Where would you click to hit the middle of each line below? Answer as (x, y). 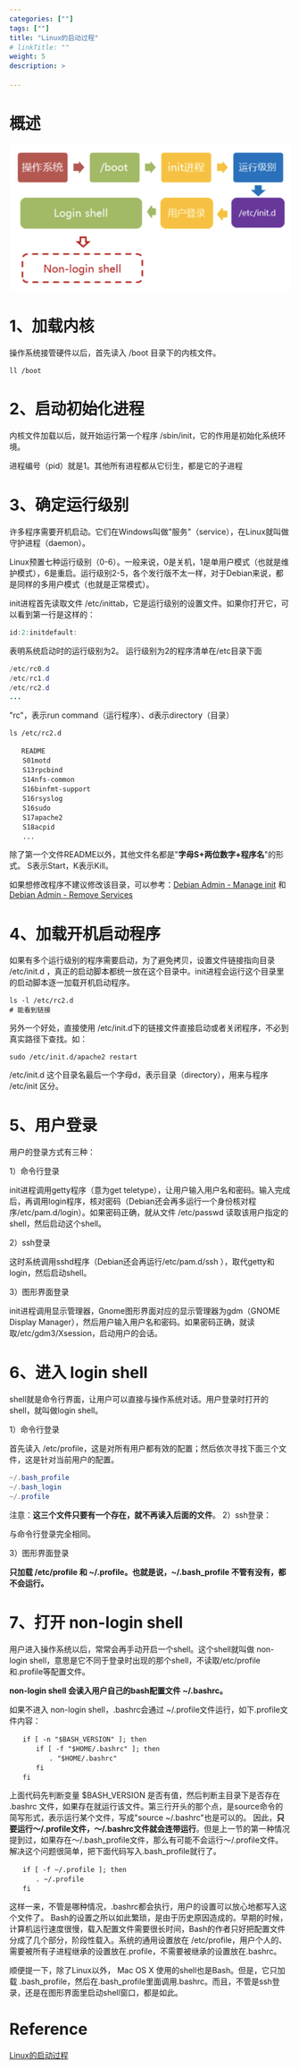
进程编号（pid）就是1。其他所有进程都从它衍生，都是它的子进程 (126, 466)
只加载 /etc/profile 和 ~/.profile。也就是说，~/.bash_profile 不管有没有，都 (148, 1571)
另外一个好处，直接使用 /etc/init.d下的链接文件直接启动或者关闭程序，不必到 (149, 1028)
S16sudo (36, 809)
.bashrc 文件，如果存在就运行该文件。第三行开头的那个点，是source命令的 (146, 1806)
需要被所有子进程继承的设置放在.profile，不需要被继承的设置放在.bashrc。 (145, 1951)
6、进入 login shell (79, 1373)
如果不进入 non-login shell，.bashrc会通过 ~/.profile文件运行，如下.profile (145, 1709)
